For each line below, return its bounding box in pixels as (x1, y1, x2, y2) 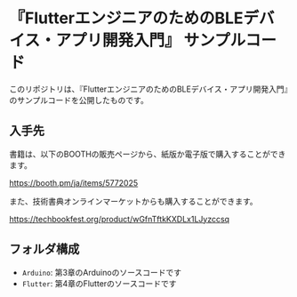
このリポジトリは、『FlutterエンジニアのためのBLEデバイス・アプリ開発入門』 (9, 84, 289, 94)
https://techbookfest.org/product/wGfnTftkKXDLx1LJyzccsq (9, 213, 229, 224)
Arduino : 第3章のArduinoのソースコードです (21, 267, 182, 277)
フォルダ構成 (9, 242, 80, 257)
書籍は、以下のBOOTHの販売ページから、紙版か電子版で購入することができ (9, 148, 286, 159)
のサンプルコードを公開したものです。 (9, 94, 148, 105)
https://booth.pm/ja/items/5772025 (9, 177, 139, 188)
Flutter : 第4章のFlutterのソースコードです (21, 277, 177, 289)
